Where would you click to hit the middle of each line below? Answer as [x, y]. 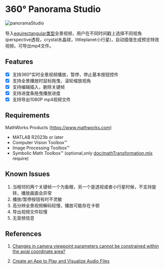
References [23, 234]
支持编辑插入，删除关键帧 [39, 87]
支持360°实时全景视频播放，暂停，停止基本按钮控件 [65, 74]
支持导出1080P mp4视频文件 [41, 99]
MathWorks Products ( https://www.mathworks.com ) [58, 127]
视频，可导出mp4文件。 [29, 45]
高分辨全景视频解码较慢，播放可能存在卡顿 [56, 205]
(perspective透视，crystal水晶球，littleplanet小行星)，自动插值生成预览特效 [82, 39]
